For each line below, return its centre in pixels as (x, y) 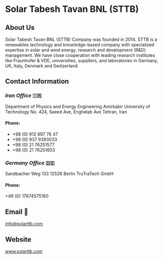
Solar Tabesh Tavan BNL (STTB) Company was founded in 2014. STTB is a (81, 39)
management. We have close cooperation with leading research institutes (80, 55)
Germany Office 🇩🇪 (30, 163)
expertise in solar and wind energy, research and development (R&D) (76, 50)
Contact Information (37, 81)
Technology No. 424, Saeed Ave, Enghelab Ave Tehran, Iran (66, 112)
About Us (20, 28)
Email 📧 (17, 212)
